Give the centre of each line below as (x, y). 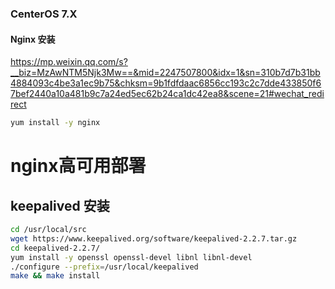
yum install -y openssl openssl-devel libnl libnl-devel (131, 257)
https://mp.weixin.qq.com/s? (69, 62)
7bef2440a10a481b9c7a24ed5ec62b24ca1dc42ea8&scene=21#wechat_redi (167, 94)
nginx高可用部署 (78, 166)
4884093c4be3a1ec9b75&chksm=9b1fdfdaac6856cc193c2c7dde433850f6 (166, 83)
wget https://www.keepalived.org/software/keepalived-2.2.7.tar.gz (154, 238)
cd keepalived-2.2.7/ (55, 248)
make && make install (55, 276)
